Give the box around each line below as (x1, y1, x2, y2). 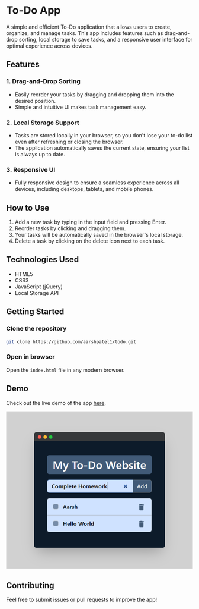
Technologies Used (6, 255, 79, 265)
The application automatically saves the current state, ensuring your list (14, 144, 190, 152)
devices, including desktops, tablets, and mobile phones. (14, 186, 154, 193)
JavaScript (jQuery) (14, 283, 63, 290)
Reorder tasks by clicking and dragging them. (14, 225, 126, 232)
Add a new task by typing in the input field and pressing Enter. (14, 218, 167, 226)
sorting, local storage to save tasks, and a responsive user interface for (18, 36, 193, 43)
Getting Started (6, 307, 65, 317)
